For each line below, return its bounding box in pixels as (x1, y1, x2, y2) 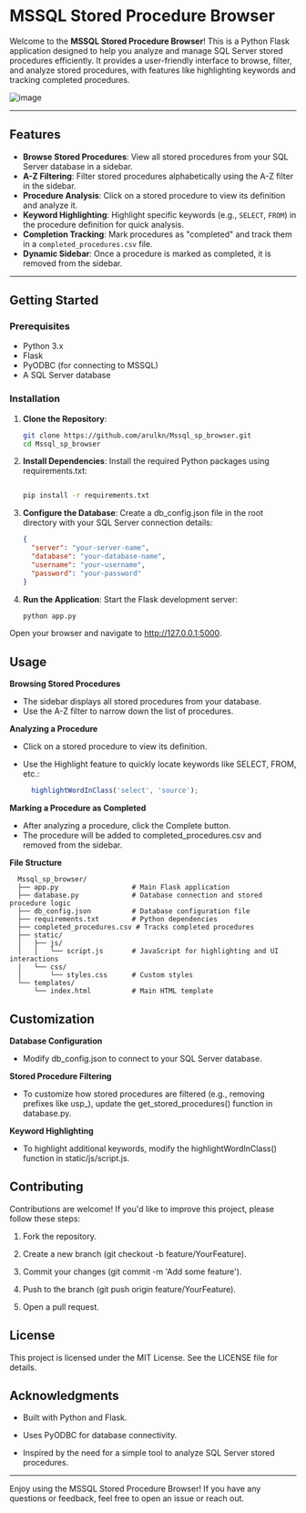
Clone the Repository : (22, 413, 107, 424)
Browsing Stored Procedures (9, 678, 121, 689)
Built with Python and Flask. (22, 1412, 127, 1423)
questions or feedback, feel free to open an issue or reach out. (9, 1493, 244, 1504)
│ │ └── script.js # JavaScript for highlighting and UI (17, 947, 280, 956)
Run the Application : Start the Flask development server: (22, 593, 239, 604)
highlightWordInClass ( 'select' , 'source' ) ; (31, 786, 199, 796)
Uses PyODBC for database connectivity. (22, 1430, 178, 1441)
